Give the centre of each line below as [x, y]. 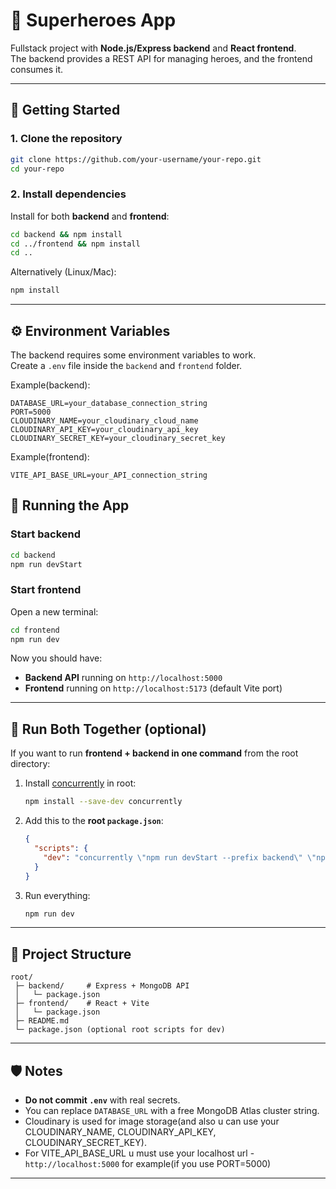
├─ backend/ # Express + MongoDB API [102, 986]
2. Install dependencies [68, 194]
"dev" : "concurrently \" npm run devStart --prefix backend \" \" [180, 857]
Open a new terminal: [54, 611]
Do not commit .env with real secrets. [102, 1100]
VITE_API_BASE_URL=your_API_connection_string [109, 475]
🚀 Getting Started [65, 110]
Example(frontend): [50, 456]
